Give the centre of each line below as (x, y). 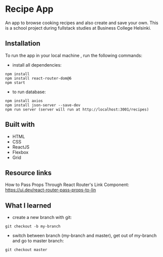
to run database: (29, 92)
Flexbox (20, 152)
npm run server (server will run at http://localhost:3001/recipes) (77, 110)
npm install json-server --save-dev (43, 105)
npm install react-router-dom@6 (38, 78)
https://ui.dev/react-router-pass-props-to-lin (51, 190)
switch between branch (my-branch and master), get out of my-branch (84, 236)
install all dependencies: (37, 65)
